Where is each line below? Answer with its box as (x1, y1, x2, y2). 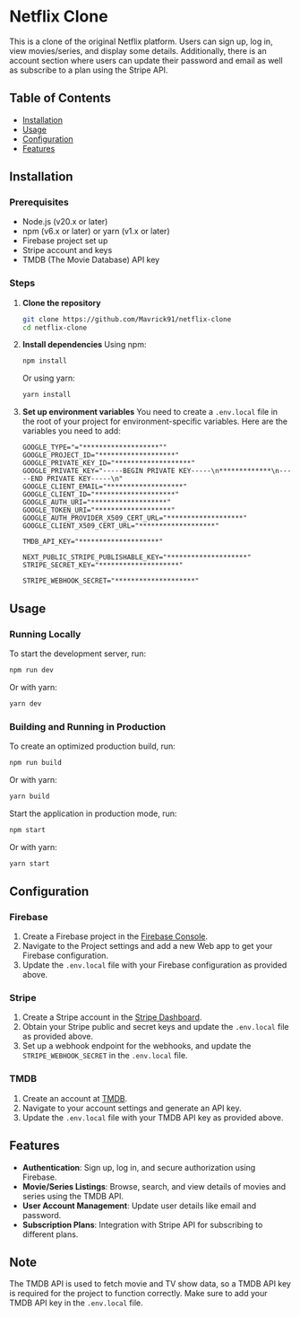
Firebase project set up (21, 235, 108, 246)
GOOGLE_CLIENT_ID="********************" (21, 490, 179, 499)
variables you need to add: (21, 426, 121, 436)
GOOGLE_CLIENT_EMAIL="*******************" (21, 482, 188, 491)
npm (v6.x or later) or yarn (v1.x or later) (21, 226, 170, 237)
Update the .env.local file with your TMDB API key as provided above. (21, 1111, 284, 1123)
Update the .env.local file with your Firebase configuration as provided (21, 960, 287, 970)
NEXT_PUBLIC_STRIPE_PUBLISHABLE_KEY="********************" (21, 553, 252, 562)
